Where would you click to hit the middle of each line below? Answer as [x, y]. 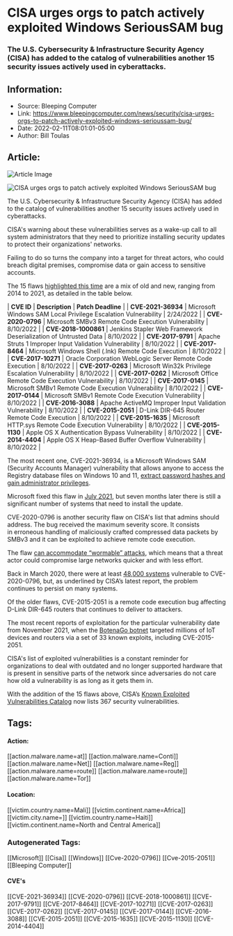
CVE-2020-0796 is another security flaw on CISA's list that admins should [113, 517]
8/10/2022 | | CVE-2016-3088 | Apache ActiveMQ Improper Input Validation [116, 403]
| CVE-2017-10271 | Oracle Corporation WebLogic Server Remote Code [110, 358]
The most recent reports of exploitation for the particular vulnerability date [114, 622]
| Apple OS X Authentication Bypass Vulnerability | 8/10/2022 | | [113, 432]
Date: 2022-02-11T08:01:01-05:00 [66, 128]
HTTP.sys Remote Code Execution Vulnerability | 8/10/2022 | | [96, 425]
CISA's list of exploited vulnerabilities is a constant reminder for [98, 658]
